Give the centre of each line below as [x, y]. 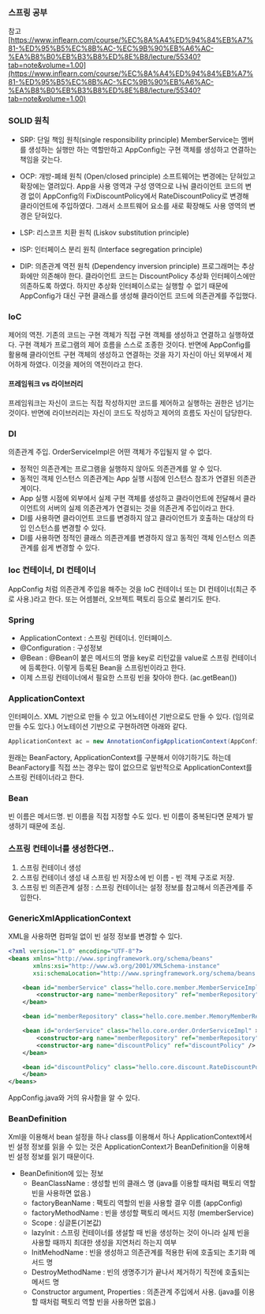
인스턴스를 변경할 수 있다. [67, 528]
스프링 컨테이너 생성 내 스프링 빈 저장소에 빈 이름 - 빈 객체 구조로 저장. [127, 877]
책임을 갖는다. [41, 159]
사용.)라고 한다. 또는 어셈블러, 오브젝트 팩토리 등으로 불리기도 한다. [118, 599]
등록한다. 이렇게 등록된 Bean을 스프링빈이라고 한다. [107, 667]
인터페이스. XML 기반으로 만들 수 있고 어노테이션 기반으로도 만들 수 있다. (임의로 [131, 717]
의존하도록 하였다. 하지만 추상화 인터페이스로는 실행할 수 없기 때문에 [124, 285]
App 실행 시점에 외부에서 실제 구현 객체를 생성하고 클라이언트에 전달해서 [131, 499]
